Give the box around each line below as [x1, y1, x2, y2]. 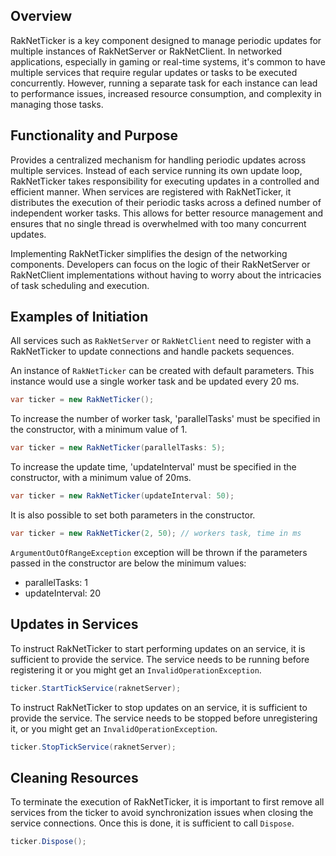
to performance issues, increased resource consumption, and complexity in [10, 87, 322, 99]
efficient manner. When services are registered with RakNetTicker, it [10, 185, 292, 198]
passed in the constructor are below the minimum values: [10, 557, 247, 569]
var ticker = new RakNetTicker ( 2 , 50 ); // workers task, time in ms [10, 529, 302, 539]
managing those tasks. [10, 98, 104, 110]
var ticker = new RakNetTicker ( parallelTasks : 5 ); [10, 443, 226, 453]
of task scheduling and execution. [10, 279, 150, 291]
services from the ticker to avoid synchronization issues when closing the [10, 807, 314, 819]
